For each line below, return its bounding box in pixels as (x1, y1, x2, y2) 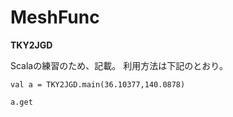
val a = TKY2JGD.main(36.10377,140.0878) (10, 79, 186, 90)
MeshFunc (10, 6, 100, 29)
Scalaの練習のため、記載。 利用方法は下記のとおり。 (10, 59, 228, 71)
